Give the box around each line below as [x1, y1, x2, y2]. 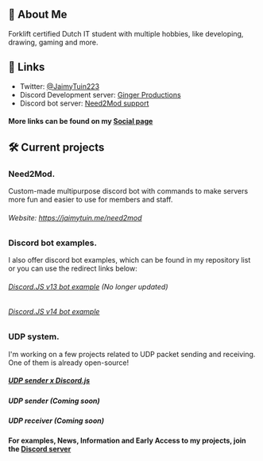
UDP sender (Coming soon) [8, 396, 101, 405]
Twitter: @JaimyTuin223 [19, 81, 100, 91]
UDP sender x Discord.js [8, 376, 91, 386]
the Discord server [8, 444, 72, 454]
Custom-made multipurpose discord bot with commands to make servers [8, 186, 249, 195]
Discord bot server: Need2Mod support [19, 98, 149, 108]
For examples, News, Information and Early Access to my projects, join [8, 436, 246, 445]
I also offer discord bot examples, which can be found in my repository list [8, 255, 251, 265]
